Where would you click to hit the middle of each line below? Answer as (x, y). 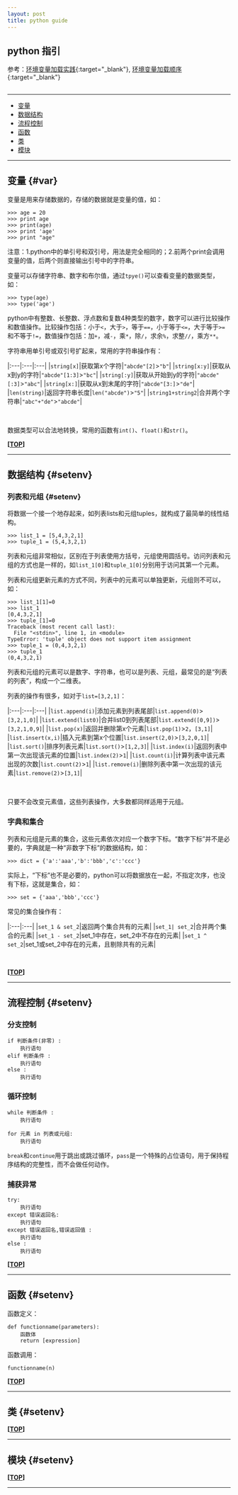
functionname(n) (31, 1368)
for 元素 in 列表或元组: (40, 1134)
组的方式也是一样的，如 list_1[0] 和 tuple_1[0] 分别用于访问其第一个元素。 (115, 565)
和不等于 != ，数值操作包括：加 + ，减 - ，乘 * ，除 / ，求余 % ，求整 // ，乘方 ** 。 (115, 335)
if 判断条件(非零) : (34, 1041)
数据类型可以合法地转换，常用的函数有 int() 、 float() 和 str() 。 (100, 430)
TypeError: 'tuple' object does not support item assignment (100, 639)
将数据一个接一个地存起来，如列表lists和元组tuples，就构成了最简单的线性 (115, 514)
